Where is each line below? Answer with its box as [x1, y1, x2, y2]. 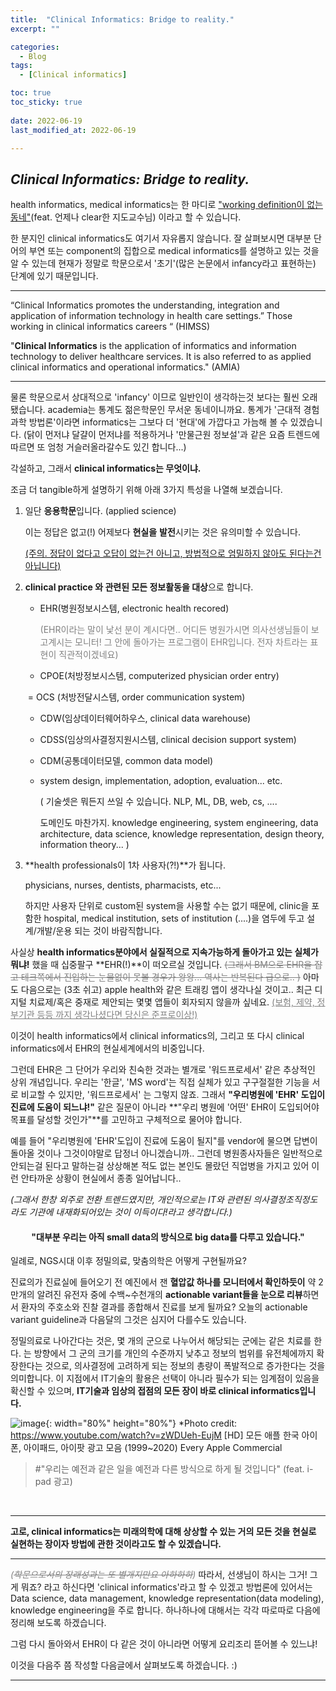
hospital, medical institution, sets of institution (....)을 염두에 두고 [43, 912, 305, 925]
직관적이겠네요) [58, 649, 119, 661]
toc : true [10, 88, 52, 98]
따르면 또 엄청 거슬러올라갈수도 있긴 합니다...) [10, 441, 187, 453]
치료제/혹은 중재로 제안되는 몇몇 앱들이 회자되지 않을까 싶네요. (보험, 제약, [28, 996, 315, 1008]
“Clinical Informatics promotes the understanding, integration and [10, 299, 280, 311]
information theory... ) [39, 839, 130, 851]
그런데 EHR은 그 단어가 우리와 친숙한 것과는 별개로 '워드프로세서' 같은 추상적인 [10, 1064, 316, 1076]
